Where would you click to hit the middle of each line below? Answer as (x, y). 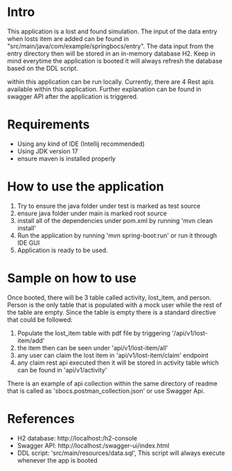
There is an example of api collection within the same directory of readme (113, 383)
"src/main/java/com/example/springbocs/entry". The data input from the (110, 46)
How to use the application (86, 187)
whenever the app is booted (57, 460)
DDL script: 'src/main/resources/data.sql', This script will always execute (121, 453)
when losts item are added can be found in (68, 38)
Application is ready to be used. (63, 250)
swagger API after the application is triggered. (73, 96)
